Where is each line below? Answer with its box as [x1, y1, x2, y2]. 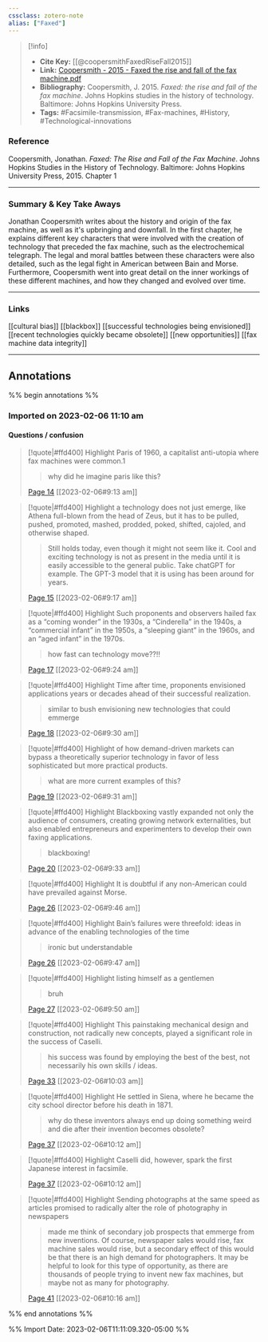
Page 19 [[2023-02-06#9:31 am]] [27, 792, 138, 801]
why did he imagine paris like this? [47, 472, 161, 482]
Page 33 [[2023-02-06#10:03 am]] [27, 1076, 144, 1086]
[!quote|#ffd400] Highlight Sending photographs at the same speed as [27, 1195, 261, 1205]
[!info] [27, 41, 48, 50]
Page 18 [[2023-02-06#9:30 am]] [27, 729, 140, 738]
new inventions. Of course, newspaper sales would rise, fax [47, 1236, 245, 1245]
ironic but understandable [47, 943, 133, 952]
